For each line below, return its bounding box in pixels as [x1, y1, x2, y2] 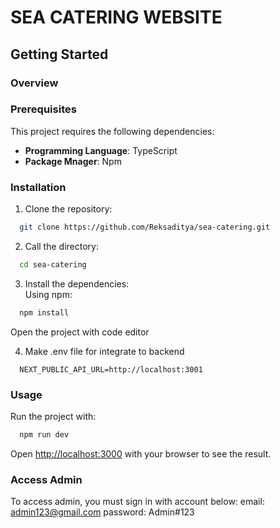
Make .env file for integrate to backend [24, 345, 185, 357]
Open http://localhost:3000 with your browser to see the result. [10, 447, 272, 460]
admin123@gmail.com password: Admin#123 [10, 506, 195, 518]
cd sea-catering [19, 259, 87, 270]
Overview [10, 76, 59, 90]
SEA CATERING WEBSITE [10, 6, 223, 29]
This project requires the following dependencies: [10, 125, 215, 137]
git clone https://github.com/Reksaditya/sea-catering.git [19, 222, 271, 233]
